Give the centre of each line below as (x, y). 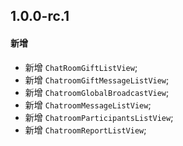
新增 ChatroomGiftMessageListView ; (97, 80)
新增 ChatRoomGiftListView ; (81, 67)
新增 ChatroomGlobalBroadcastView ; (97, 92)
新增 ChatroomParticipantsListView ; (99, 117)
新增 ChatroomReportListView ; (85, 130)
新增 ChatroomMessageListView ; (88, 105)
